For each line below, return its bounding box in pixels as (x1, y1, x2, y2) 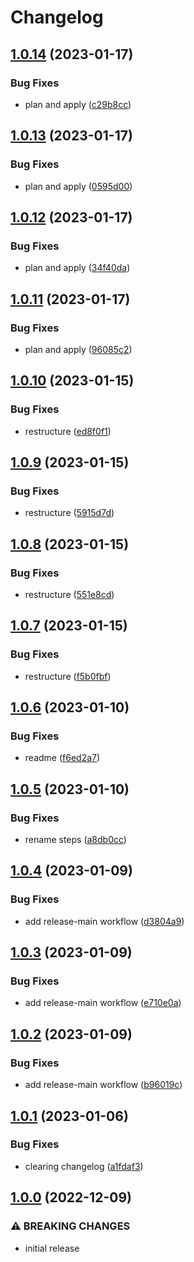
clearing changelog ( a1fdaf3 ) (24, 1160, 144, 1172)
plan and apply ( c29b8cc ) (24, 98, 132, 110)
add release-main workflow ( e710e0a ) (24, 997, 182, 1009)
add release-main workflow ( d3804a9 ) (24, 915, 185, 927)
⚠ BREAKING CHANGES (10, 1219, 131, 1233)
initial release (24, 1242, 80, 1254)
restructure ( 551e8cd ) (24, 589, 115, 600)
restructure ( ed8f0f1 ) (24, 425, 112, 437)
